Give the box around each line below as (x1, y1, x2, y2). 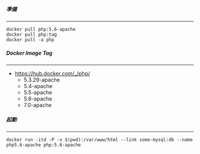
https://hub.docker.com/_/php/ (14, 70, 90, 77)
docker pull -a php (6, 36, 55, 43)
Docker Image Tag (6, 49, 52, 56)
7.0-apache (23, 101, 52, 108)
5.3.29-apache (23, 76, 61, 83)
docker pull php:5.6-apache (6, 26, 76, 32)
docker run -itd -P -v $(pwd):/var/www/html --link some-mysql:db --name (6, 137, 193, 143)
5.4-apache (23, 82, 52, 89)
